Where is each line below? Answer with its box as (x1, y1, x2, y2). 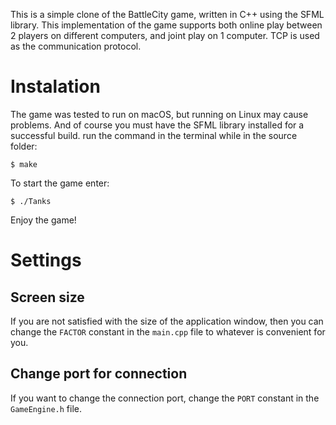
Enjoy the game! (10, 214, 77, 226)
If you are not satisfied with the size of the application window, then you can (10, 315, 324, 327)
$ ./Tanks (10, 196, 52, 206)
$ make (10, 159, 38, 169)
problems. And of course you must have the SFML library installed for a (10, 119, 305, 131)
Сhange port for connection (10, 365, 188, 383)
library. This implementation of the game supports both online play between (10, 19, 323, 31)
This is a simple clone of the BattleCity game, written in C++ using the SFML (10, 9, 325, 20)
